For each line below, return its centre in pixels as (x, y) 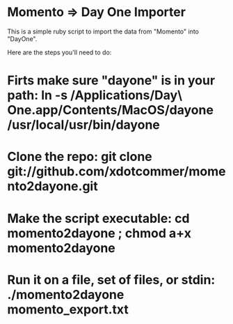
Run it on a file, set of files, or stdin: (111, 280)
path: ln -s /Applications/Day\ (95, 95)
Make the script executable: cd (98, 218)
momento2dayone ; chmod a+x (99, 233)
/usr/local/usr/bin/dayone (83, 125)
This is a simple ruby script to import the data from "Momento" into (103, 31)
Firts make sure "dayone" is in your (111, 80)
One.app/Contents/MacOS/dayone (111, 110)
